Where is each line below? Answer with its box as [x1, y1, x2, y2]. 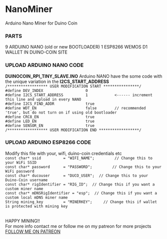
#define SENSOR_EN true [5, 123, 95, 128]
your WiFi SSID [5, 160, 37, 165]
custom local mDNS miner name [5, 195, 68, 200]
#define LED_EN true [5, 118, 95, 123]
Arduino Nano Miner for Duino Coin [5, 20, 78, 26]
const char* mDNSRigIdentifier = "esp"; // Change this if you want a [5, 190, 157, 195]
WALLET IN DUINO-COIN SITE [5, 49, 68, 55]
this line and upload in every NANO [5, 96, 81, 102]
